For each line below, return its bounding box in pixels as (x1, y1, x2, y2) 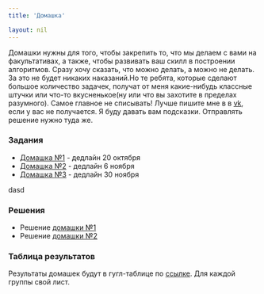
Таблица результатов (8, 251, 95, 262)
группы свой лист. (8, 277, 70, 287)
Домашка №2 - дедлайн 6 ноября (19, 161, 135, 170)
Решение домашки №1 (19, 223, 97, 232)
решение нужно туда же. (8, 115, 94, 124)
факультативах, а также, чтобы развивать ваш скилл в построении (8, 56, 235, 66)
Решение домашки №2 (19, 231, 98, 241)
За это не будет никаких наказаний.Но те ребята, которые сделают (8, 73, 237, 82)
